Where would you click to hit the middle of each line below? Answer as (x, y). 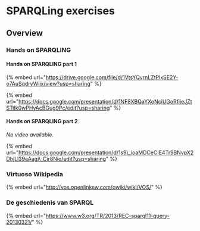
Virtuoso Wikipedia (35, 174)
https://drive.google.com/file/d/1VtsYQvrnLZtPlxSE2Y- (112, 77)
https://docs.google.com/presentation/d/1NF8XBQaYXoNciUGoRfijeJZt (105, 101)
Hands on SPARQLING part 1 (42, 64)
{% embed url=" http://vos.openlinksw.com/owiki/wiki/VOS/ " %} (84, 187)
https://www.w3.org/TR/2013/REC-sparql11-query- (108, 216)
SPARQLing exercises (60, 11)
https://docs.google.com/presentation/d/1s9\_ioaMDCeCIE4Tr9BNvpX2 (106, 152)
